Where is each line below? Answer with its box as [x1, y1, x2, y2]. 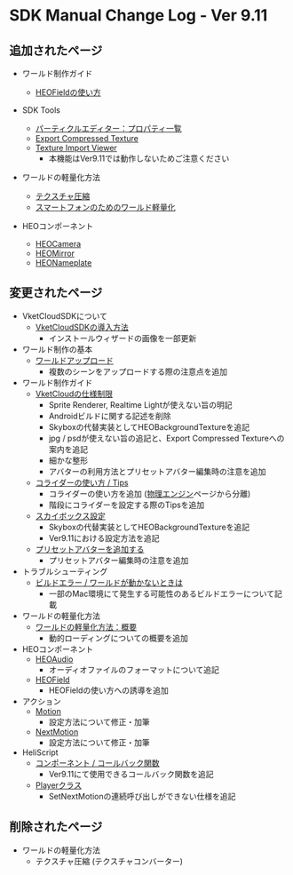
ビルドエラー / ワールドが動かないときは [35, 577, 184, 587]
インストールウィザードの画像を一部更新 [48, 332, 197, 343]
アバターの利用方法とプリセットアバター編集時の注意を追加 [48, 465, 266, 476]
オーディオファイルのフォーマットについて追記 [48, 664, 219, 675]
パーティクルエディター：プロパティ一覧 [35, 123, 182, 133]
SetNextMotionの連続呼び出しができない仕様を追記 [48, 791, 236, 801]
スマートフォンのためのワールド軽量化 [35, 202, 176, 212]
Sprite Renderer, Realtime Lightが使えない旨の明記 [48, 399, 233, 410]
